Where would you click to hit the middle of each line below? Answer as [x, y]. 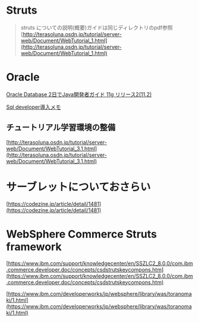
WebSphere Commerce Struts [82, 234]
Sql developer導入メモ [34, 107]
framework [34, 247]
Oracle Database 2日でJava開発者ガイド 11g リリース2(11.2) [79, 94]
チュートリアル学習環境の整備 [61, 127]
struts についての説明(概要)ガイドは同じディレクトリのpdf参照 [97, 27]
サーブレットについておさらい [78, 187]
